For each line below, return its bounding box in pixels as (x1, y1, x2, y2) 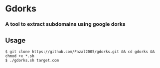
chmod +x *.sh (5, 53, 35, 59)
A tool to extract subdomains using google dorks (5, 21, 126, 28)
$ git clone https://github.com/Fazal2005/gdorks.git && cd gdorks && (5, 49, 155, 54)
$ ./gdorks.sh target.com (5, 58, 59, 63)
